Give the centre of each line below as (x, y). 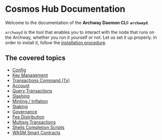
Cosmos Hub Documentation (65, 9)
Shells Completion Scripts (38, 127)
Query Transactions (32, 91)
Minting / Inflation (30, 101)
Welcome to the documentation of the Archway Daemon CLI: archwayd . (77, 23)
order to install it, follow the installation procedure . (56, 42)
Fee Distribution (28, 117)
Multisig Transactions (34, 122)
